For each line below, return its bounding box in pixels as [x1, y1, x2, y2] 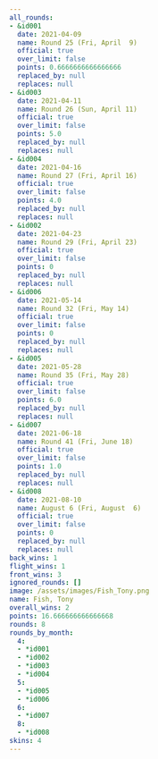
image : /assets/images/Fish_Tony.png [9, 586, 150, 595]
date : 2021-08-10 [17, 495, 82, 504]
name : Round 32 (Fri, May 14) [17, 304, 129, 313]
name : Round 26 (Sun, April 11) [17, 105, 138, 114]
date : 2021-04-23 [17, 229, 82, 238]
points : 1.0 [17, 462, 62, 471]
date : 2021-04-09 [17, 30, 82, 38]
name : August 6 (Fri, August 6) [17, 503, 142, 512]
